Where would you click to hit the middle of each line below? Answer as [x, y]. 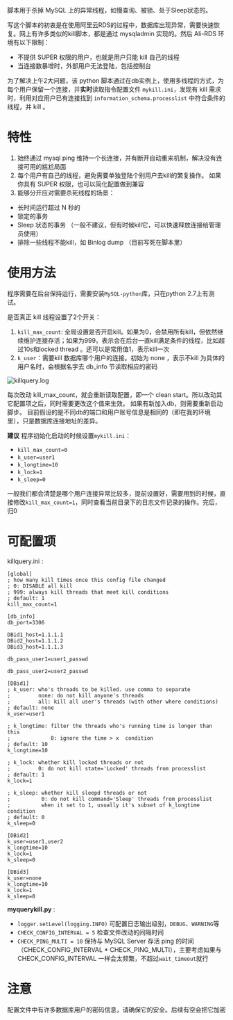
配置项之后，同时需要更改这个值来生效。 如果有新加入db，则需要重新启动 [118, 403]
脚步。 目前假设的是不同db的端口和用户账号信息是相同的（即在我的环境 [109, 412]
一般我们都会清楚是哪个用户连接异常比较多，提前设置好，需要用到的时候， [113, 493]
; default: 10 [28, 744]
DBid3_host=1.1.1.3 [35, 647]
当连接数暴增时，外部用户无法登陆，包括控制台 [84, 66]
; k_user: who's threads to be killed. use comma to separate [99, 689]
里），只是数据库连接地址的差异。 [54, 421]
